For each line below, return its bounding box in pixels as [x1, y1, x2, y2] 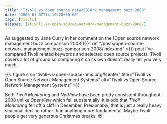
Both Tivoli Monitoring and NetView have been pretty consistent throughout [5, 92, 161, 98]
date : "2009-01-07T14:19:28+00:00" [5, 12, 79, 17]
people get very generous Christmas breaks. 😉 [5, 113, 103, 119]
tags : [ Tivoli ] [5, 17, 37, 22]
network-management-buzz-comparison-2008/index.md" [5, 46, 125, 52]
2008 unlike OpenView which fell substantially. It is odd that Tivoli [5, 97, 140, 103]
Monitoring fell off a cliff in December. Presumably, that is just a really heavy [5, 102, 162, 108]
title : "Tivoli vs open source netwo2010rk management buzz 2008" [5, 7, 146, 13]
